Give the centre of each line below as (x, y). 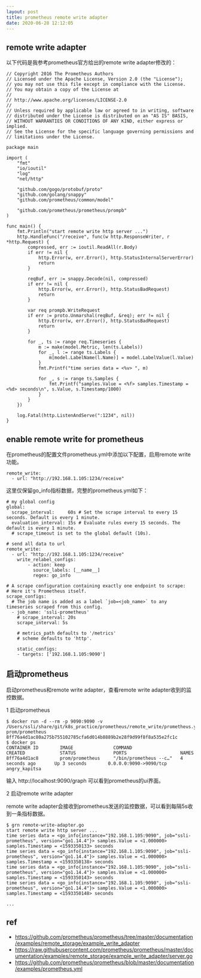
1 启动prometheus (28, 710)
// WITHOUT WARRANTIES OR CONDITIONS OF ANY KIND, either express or (95, 121)
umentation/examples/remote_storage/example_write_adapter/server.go (104, 956)
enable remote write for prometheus (75, 439)
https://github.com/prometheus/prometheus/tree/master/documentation (104, 937)
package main (22, 148)
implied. (17, 127)
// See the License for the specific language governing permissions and (100, 132)
